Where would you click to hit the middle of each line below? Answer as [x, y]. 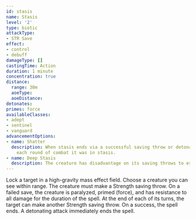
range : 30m [24, 88]
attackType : [20, 33]
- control [18, 50]
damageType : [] [24, 60]
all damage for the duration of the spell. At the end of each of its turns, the [95, 198]
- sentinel [19, 125]
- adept [15, 120]
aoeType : [22, 93]
